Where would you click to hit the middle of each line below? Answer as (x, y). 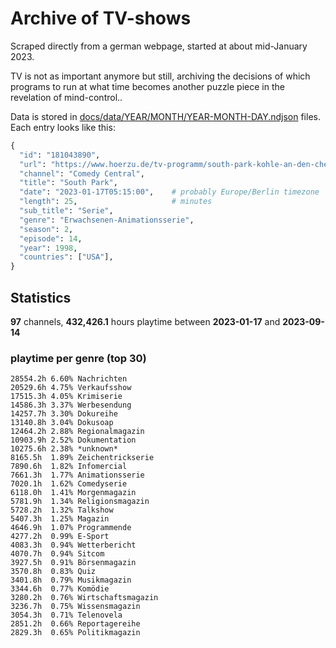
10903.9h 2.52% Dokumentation (73, 440)
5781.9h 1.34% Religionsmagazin (80, 502)
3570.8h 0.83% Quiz (53, 572)
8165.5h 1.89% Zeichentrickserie (82, 458)
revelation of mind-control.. (66, 97)
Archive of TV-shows (101, 18)
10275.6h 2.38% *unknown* (64, 449)
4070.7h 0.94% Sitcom (57, 554)
